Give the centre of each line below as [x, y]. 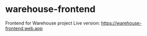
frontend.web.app [24, 28]
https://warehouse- [121, 23]
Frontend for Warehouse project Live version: [53, 23]
